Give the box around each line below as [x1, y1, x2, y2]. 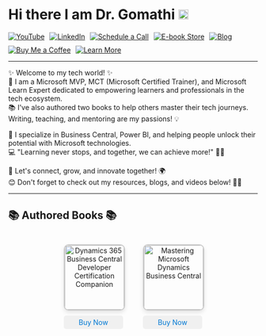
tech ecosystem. [8, 94, 63, 103]
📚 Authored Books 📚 [8, 208, 117, 223]
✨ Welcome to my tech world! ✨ [8, 67, 113, 77]
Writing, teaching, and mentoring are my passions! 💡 [8, 113, 180, 124]
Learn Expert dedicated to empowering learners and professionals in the [8, 85, 245, 94]
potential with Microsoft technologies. [8, 138, 132, 147]
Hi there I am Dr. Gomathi [8, 6, 176, 24]
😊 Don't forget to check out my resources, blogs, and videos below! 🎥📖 [8, 177, 242, 187]
